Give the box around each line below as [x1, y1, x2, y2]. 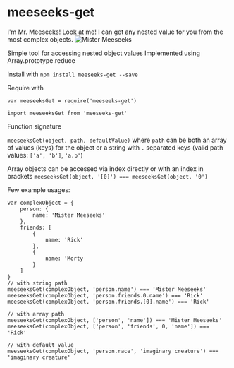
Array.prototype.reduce [7, 56, 75, 64]
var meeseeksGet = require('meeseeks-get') [7, 97, 137, 105]
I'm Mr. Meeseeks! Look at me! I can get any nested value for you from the [7, 28, 223, 36]
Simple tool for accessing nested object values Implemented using [7, 49, 201, 57]
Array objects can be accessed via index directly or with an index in [7, 164, 204, 173]
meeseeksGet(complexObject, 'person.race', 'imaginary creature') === [7, 348, 219, 355]
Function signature [7, 121, 62, 131]
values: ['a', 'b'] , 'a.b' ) [7, 150, 83, 159]
